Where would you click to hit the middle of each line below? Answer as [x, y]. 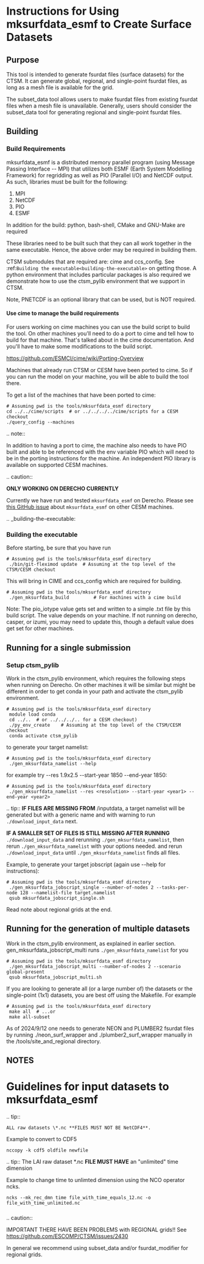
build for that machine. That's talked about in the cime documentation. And [100, 340]
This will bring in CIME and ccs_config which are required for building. [94, 581]
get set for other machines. [40, 628]
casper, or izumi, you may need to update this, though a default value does [100, 622]
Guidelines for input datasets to [88, 1087]
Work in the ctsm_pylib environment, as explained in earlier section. [91, 943]
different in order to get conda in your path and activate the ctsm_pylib [95, 691]
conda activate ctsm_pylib [43, 736]
